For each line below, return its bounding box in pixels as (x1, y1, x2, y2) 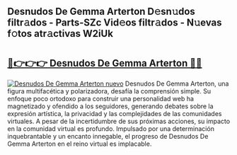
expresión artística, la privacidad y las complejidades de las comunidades (7, 110, 222, 117)
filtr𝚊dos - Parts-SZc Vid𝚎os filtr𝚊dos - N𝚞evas (7, 17, 222, 29)
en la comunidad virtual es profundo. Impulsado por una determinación (7, 125, 214, 133)
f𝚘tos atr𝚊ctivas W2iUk (7, 28, 113, 40)
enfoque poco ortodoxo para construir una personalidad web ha (7, 95, 195, 103)
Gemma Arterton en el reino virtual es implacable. (7, 139, 152, 148)
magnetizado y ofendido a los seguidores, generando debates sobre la (7, 102, 214, 110)
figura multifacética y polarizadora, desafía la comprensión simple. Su (7, 87, 212, 95)
